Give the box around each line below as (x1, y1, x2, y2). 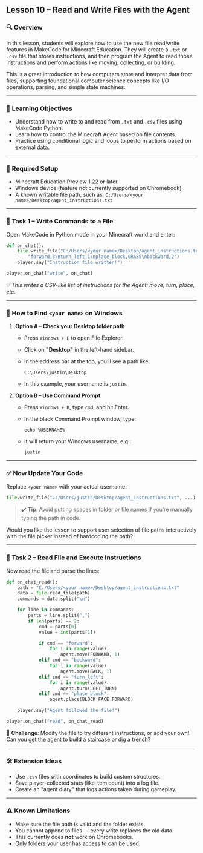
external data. (14, 143, 50, 151)
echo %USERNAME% (24, 427, 65, 433)
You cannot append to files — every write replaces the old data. (14, 826, 174, 834)
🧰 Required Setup (6, 164, 59, 173)
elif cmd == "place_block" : (38, 691, 110, 697)
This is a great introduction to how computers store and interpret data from (6, 70, 193, 77)
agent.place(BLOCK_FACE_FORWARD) (49, 696, 134, 703)
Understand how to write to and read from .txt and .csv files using (14, 117, 182, 125)
